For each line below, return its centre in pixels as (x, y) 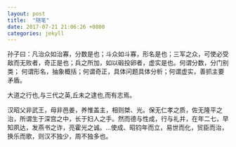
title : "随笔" (28, 20)
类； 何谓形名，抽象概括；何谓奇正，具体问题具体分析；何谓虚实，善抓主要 (116, 71)
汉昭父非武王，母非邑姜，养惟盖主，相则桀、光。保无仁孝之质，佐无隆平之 (115, 110)
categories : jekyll (36, 33)
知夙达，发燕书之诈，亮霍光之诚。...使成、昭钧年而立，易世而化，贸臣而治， (118, 127)
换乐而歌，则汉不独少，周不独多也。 (60, 136)
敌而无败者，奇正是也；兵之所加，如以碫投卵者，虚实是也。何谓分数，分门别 (118, 63)
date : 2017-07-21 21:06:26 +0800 (56, 27)
